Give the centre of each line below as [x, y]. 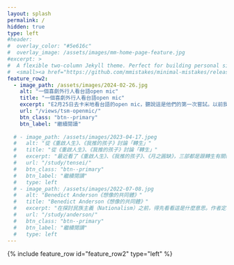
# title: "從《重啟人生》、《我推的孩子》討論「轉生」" [86, 150]
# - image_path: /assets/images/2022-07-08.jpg [84, 189]
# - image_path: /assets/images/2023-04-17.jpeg [85, 137]
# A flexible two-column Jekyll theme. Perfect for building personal [113, 66]
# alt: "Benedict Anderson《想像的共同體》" [78, 195]
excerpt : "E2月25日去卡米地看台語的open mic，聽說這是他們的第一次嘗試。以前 [122, 105]
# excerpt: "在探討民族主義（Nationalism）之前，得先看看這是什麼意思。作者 [117, 209]
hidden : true [26, 26]
